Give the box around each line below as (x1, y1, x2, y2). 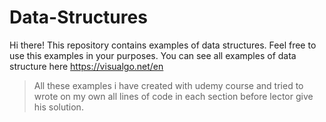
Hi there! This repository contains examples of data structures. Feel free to (9, 39, 317, 51)
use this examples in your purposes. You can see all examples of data (9, 49, 297, 61)
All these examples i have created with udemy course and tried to (33, 79, 304, 91)
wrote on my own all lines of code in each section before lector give (33, 90, 314, 102)
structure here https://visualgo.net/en (9, 60, 164, 72)
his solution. (33, 101, 84, 113)
